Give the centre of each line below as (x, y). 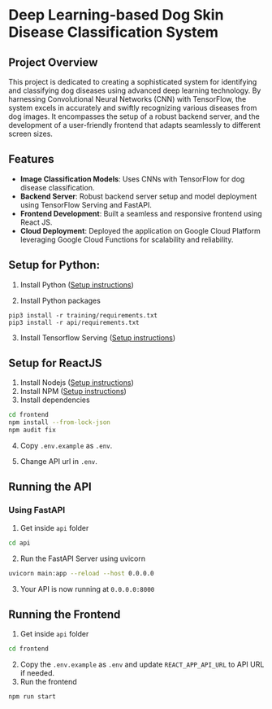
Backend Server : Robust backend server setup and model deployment (138, 196)
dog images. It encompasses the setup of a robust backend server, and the (134, 116)
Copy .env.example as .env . (66, 446)
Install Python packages (60, 300)
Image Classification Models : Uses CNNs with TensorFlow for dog (132, 179)
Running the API (50, 487)
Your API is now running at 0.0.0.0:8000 (87, 589)
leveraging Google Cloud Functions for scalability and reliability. (127, 239)
